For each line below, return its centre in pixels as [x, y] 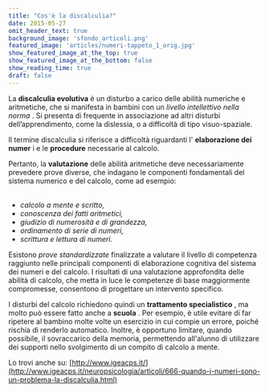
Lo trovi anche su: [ [40, 362]
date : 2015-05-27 [37, 23]
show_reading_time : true [50, 68]
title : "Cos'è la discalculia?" [62, 16]
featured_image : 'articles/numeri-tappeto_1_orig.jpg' [102, 46]
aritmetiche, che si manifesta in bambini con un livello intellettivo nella [124, 107]
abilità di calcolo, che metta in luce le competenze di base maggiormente [129, 280]
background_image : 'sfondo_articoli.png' [79, 38]
